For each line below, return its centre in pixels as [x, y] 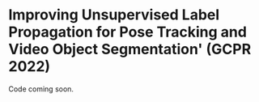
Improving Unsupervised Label [114, 15]
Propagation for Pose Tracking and [127, 32]
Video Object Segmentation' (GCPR [130, 49]
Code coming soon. [41, 89]
